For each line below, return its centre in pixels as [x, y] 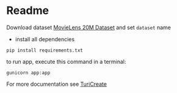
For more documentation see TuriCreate [56, 84]
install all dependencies [45, 39]
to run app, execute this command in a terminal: [66, 61]
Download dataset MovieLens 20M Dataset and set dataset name [88, 27]
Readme [28, 11]
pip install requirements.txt [45, 50]
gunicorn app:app [28, 73]
